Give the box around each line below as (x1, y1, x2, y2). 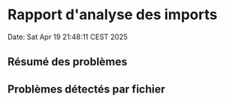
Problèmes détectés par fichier (7, 82, 166, 96)
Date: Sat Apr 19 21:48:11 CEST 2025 (7, 32, 128, 42)
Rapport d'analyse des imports (7, 6, 218, 24)
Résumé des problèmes (7, 55, 128, 69)
